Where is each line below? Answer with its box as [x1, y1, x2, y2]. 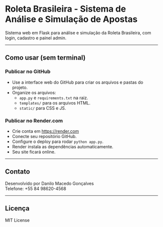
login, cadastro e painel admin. [5, 35, 66, 41]
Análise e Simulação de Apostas [5, 14, 138, 25]
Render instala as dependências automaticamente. [12, 143, 114, 149]
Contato [5, 168, 30, 176]
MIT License [5, 217, 30, 223]
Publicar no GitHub [5, 68, 51, 75]
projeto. [12, 84, 28, 90]
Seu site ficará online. [12, 149, 56, 155]
